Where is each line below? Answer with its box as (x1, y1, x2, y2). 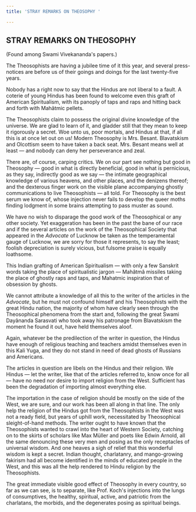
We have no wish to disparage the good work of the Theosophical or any (6, 213, 182, 220)
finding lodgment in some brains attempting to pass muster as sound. (6, 202, 174, 209)
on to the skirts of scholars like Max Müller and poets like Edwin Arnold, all (6, 432, 185, 439)
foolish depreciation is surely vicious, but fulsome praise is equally (6, 244, 167, 252)
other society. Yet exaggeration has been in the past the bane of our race (6, 220, 183, 227)
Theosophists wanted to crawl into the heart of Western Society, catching (6, 426, 184, 433)
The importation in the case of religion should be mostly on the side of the (6, 395, 185, 402)
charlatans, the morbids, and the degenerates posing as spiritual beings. (6, 499, 181, 507)
